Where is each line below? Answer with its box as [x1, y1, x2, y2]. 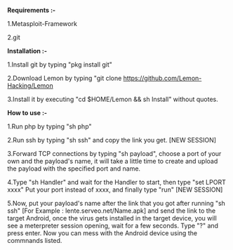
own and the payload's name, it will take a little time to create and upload [7, 157, 218, 165]
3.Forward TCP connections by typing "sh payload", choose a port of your [7, 150, 222, 157]
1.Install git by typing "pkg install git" [7, 60, 112, 69]
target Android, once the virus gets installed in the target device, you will [7, 214, 218, 222]
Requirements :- [7, 6, 56, 14]
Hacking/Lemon [7, 81, 54, 90]
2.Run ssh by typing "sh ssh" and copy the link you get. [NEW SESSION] [7, 136, 216, 144]
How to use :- [7, 109, 48, 117]
